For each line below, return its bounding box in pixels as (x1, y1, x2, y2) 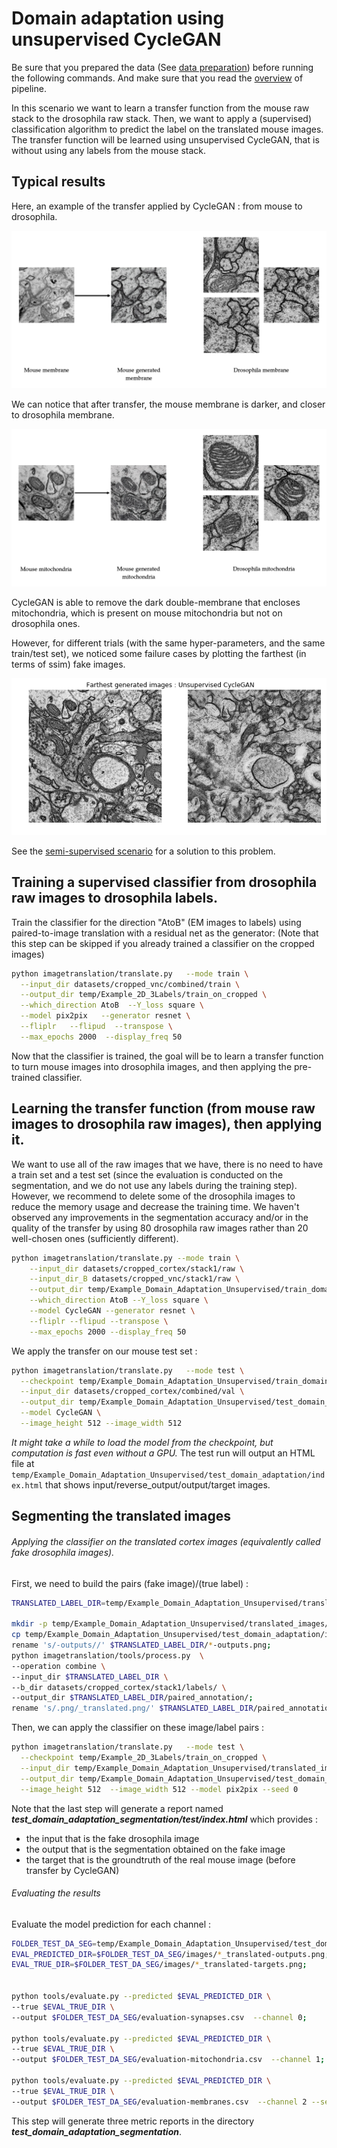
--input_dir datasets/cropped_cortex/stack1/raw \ (29, 1263, 245, 1274)
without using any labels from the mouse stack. (11, 144, 207, 156)
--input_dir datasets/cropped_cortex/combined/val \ (20, 1387, 245, 1397)
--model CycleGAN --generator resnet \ (29, 1306, 196, 1316)
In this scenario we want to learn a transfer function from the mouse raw (11, 102, 310, 114)
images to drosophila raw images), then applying (11, 1116, 323, 1133)
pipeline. (11, 82, 47, 94)
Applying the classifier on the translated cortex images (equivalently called (11, 1535, 321, 1547)
